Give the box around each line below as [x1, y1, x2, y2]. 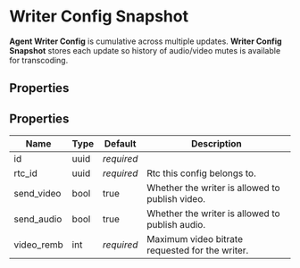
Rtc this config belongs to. [146, 167, 256, 180]
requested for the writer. [146, 244, 249, 256]
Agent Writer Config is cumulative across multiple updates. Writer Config [9, 36, 283, 46]
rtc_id [13, 167, 37, 180]
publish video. [146, 193, 206, 205]
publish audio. [146, 219, 206, 231]
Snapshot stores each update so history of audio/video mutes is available [9, 45, 281, 55]
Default [104, 138, 137, 150]
